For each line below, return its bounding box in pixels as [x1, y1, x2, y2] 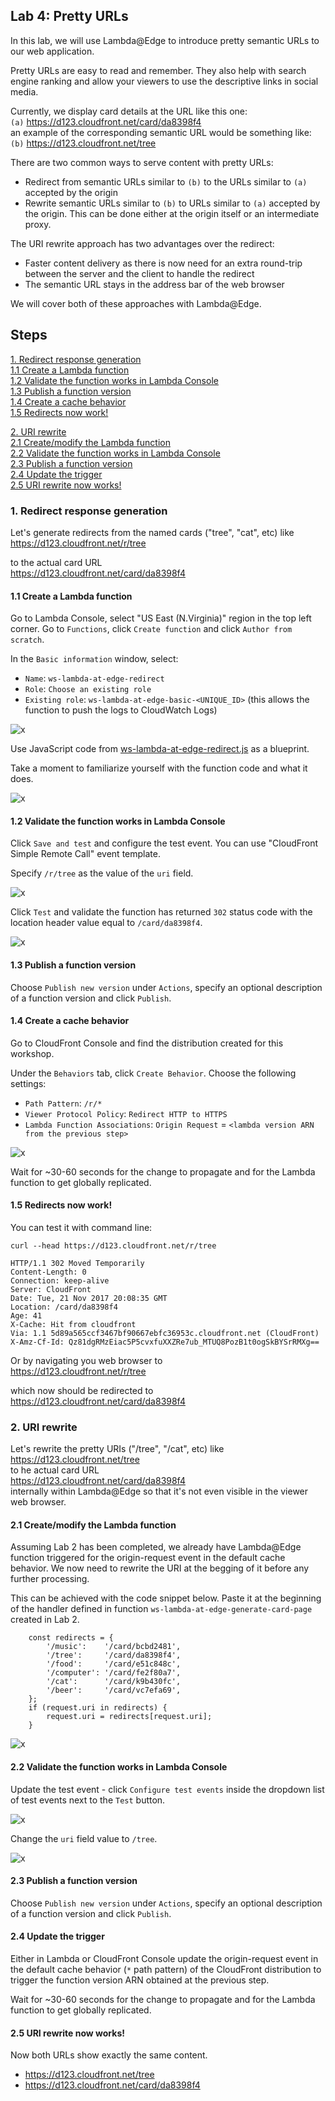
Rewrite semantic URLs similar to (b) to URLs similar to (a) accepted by [24, 197, 321, 209]
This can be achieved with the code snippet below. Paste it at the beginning [10, 1592, 322, 1604]
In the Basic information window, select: [10, 653, 179, 665]
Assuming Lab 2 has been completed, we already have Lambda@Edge [10, 1541, 302, 1553]
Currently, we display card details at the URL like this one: [10, 105, 248, 117]
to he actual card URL [10, 1464, 100, 1476]
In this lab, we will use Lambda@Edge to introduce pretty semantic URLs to [10, 34, 320, 46]
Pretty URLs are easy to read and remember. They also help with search [10, 64, 307, 76]
